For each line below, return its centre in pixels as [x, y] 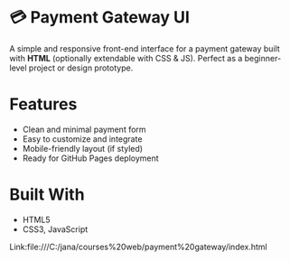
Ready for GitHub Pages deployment [91, 158]
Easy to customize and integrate [82, 139]
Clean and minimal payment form [84, 129]
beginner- [263, 58]
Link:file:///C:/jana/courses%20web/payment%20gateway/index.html [139, 247]
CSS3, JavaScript [55, 229]
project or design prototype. [81, 68]
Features [43, 104]
